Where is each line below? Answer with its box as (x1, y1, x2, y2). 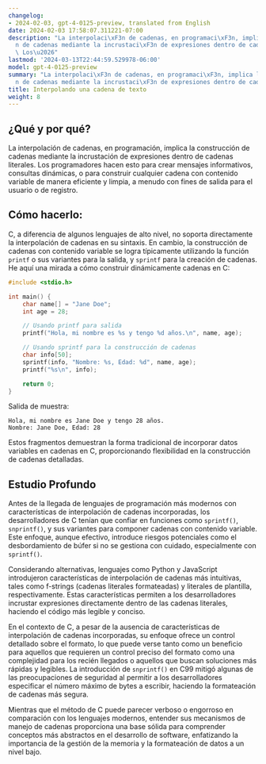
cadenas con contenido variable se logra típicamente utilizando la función (8, 246, 249, 255)
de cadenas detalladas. (8, 455, 85, 464)
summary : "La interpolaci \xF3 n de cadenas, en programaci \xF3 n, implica (8, 71, 253, 79)
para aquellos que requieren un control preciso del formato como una (8, 647, 235, 657)
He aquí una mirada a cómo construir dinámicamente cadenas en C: (8, 263, 230, 272)
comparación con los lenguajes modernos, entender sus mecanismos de (8, 713, 245, 723)
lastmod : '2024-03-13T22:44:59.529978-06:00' (8, 56, 161, 64)
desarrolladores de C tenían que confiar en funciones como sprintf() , (8, 516, 239, 525)
